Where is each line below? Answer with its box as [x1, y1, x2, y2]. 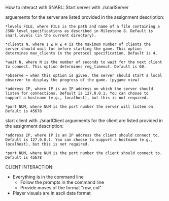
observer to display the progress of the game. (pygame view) [5, 77, 140, 82]
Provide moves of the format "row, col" [20, 185, 102, 190]
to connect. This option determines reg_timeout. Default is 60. [5, 64, 146, 69]
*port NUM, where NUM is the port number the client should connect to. [5, 151, 162, 156]
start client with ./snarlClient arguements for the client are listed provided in [5, 118, 163, 124]
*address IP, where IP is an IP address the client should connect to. [5, 133, 160, 138]
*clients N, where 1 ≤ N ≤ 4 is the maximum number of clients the [5, 42, 151, 47]
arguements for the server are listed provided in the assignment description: [5, 14, 165, 20]
